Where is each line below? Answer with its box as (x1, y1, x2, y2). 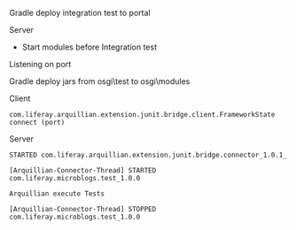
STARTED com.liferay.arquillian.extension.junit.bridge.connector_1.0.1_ (9, 150, 288, 159)
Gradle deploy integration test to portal (9, 8, 151, 18)
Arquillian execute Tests (9, 189, 105, 198)
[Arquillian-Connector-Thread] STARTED (9, 166, 157, 175)
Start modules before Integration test (21, 42, 158, 52)
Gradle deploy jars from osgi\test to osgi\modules (9, 76, 191, 87)
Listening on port (9, 59, 72, 69)
